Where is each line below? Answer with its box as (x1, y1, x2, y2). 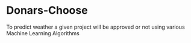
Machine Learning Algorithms (6, 29, 80, 36)
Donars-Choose (6, 4, 89, 17)
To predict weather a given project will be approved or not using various (6, 23, 185, 30)
